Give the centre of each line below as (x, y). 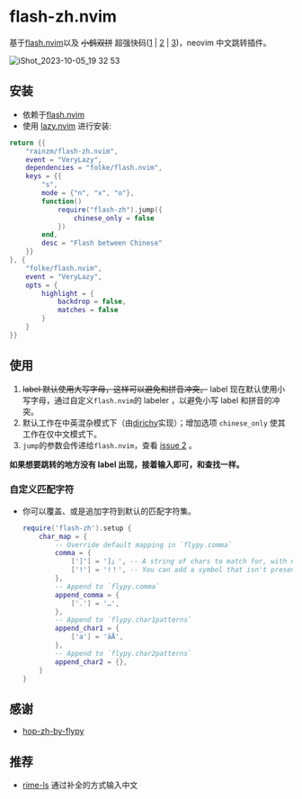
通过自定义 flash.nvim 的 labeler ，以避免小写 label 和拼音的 (163, 400)
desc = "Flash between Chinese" (102, 243)
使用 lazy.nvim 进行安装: (67, 126)
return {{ (28, 143)
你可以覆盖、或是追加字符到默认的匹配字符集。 (109, 511)
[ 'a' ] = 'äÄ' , (97, 637)
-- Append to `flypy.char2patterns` (124, 653)
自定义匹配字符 (42, 489)
